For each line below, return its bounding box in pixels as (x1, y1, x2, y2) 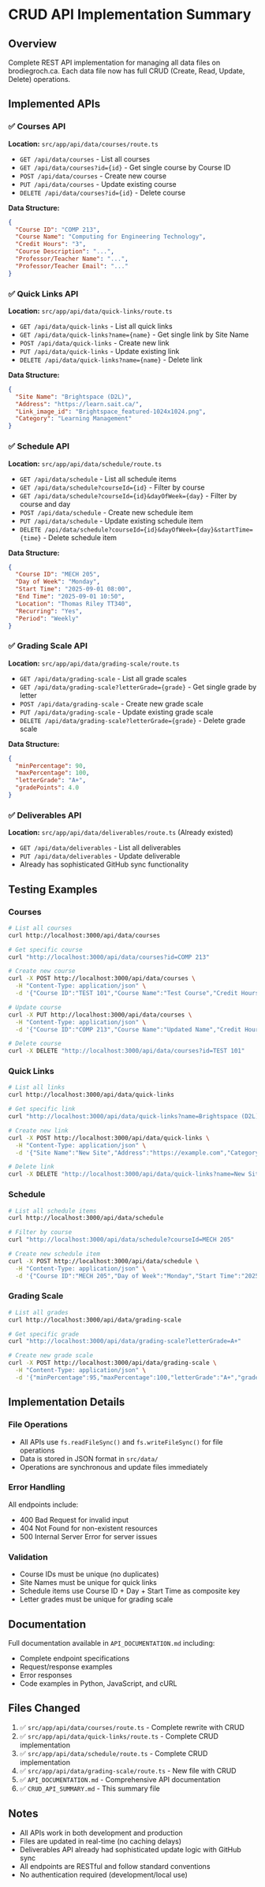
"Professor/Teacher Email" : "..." (15, 262, 129, 270)
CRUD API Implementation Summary (8, 6, 252, 24)
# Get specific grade (8, 1330, 80, 1338)
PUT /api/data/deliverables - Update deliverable (19, 852, 181, 861)
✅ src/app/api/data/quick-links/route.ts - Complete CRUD (19, 1731, 219, 1740)
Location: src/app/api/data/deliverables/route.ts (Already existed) (8, 828, 234, 837)
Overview (8, 37, 58, 50)
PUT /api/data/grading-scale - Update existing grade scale (19, 707, 214, 717)
